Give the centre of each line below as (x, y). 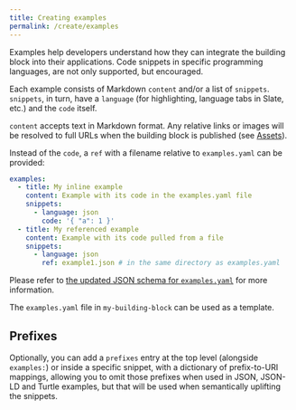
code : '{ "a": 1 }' (79, 221)
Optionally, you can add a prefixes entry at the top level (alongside (134, 358)
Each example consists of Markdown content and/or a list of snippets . (139, 89)
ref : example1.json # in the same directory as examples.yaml (161, 263)
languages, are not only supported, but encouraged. (106, 71)
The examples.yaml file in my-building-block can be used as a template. (142, 308)
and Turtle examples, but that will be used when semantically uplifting (151, 386)
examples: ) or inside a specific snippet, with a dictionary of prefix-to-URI (144, 367)
